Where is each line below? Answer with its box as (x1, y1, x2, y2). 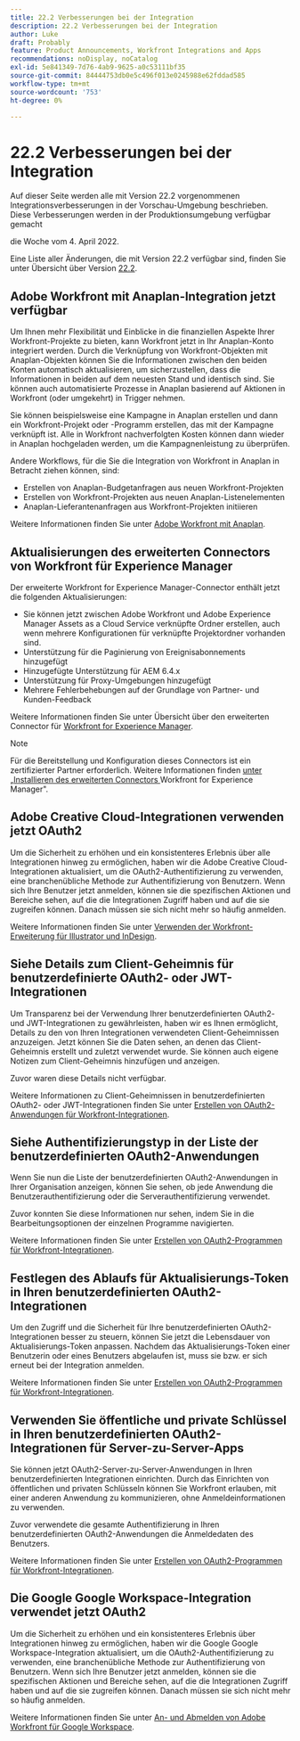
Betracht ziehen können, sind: (10, 465, 120, 476)
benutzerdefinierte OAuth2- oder (10, 971, 199, 986)
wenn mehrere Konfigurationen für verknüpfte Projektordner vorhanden (22, 628, 286, 638)
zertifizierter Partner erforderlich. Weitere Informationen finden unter (10, 764, 263, 776)
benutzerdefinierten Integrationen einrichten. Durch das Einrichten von (10, 1474, 270, 1484)
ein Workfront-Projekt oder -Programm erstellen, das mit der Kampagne (10, 420, 274, 431)
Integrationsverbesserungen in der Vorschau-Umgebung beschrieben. (10, 200, 269, 210)
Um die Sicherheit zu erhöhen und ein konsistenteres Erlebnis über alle (10, 847, 271, 858)
